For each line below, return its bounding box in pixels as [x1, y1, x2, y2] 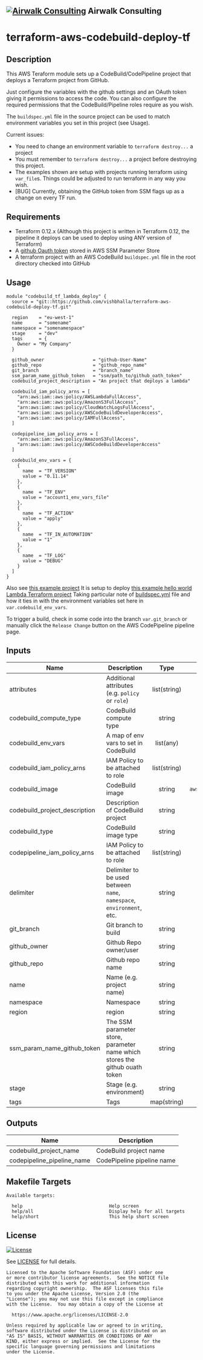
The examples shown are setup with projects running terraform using [14, 169, 187, 176]
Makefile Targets [6, 1177, 71, 1187]
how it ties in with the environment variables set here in [6, 597, 144, 604]
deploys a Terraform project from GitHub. [6, 77, 109, 84]
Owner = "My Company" [17, 341, 71, 348]
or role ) [106, 696, 129, 705]
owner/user [106, 945, 139, 954]
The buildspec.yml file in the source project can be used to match [6, 113, 170, 120]
